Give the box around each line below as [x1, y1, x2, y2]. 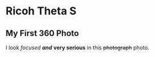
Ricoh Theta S [5, 4, 77, 18]
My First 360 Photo [5, 28, 79, 38]
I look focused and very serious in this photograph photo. [5, 44, 150, 51]
